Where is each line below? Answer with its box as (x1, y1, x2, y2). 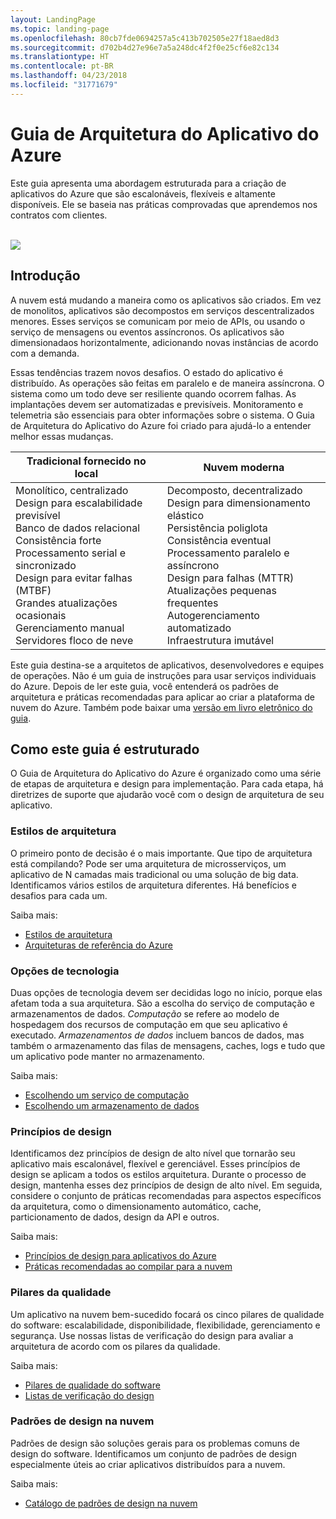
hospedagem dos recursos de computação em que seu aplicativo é (10, 1018, 288, 1030)
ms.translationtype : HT (10, 52, 110, 62)
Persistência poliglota (166, 521, 268, 535)
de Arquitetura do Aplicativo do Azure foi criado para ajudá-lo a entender (10, 419, 312, 431)
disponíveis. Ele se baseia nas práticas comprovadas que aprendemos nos (10, 198, 318, 210)
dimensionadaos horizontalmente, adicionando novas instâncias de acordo (10, 336, 319, 348)
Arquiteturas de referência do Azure (24, 939, 173, 951)
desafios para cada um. (10, 889, 108, 901)
